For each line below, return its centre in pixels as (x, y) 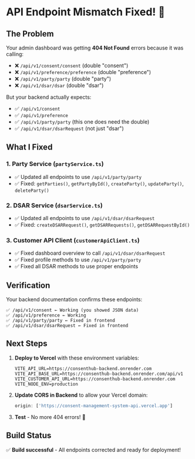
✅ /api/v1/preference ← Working (46, 315)
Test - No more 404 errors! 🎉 (50, 417)
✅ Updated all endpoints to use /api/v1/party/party (78, 177)
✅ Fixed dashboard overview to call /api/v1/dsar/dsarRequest (90, 253)
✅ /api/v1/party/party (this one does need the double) (82, 122)
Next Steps (27, 344)
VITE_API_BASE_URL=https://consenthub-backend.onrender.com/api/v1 (99, 374)
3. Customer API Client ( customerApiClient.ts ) (73, 240)
